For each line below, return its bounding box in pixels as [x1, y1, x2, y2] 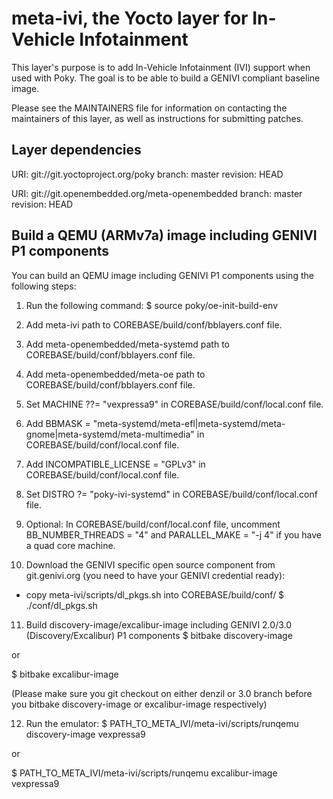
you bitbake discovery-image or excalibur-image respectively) [11, 698, 268, 710]
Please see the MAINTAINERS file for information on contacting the [11, 102, 288, 114]
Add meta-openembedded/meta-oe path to [25, 368, 206, 380]
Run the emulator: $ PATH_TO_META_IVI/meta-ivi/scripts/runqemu [25, 717, 299, 729]
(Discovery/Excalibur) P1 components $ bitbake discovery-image [25, 629, 293, 641]
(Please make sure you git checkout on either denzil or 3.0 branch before [11, 687, 313, 699]
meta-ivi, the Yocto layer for [11, 7, 249, 30]
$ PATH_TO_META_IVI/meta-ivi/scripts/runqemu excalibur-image [11, 767, 278, 779]
